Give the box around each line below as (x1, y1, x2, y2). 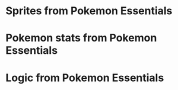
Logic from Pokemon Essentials (5, 71, 164, 84)
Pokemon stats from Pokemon (5, 31, 157, 45)
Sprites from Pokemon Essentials (5, 4, 173, 18)
